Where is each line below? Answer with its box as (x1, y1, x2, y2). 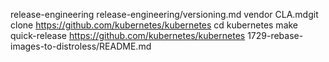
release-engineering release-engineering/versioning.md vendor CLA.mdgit (10, 9, 319, 20)
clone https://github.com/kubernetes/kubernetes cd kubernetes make (10, 19, 299, 31)
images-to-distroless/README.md (10, 40, 152, 52)
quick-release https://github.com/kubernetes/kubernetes (10, 30, 246, 41)
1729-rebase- (247, 30, 304, 41)
